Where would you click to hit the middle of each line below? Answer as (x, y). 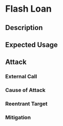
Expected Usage (31, 44)
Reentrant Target (26, 104)
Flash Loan (28, 9)
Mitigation (18, 117)
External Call (21, 77)
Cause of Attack (25, 90)
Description (24, 28)
